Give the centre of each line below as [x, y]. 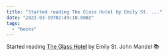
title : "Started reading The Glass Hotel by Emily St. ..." [85, 12]
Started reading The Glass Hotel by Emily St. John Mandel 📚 [83, 47]
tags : [13, 23]
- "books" [24, 29]
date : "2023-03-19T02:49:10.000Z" [50, 18]
